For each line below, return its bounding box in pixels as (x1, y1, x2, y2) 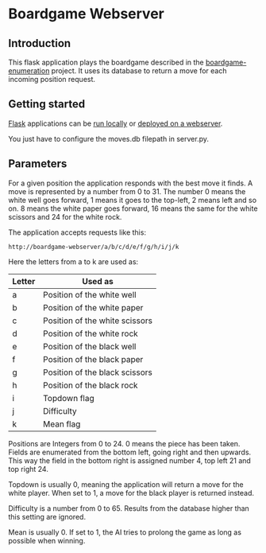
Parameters (8, 157, 67, 171)
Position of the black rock (43, 380, 138, 391)
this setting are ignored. (8, 512, 86, 521)
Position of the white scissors (43, 315, 153, 326)
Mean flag (43, 419, 81, 430)
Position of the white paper (43, 302, 144, 313)
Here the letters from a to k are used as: (8, 256, 139, 267)
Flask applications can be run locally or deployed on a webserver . (8, 119, 223, 128)
